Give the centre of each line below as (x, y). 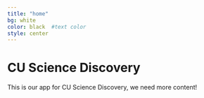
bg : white (22, 20)
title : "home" (28, 14)
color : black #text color (47, 27)
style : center (28, 33)
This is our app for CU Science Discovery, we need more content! (102, 87)
